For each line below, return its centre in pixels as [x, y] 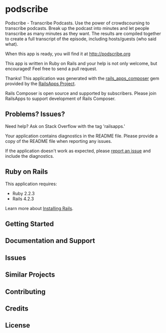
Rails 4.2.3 [23, 199]
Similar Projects [30, 275]
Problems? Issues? [35, 114]
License [18, 325]
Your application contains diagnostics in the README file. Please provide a [82, 136]
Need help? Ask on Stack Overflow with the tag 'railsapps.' [65, 126]
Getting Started [30, 224]
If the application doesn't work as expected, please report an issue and [78, 151]
